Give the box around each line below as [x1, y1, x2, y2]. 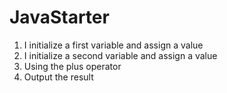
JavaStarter [9, 6, 110, 29]
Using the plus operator [23, 60, 122, 72]
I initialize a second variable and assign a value [23, 49, 218, 61]
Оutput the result [23, 71, 94, 83]
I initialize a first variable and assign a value [23, 39, 204, 51]
